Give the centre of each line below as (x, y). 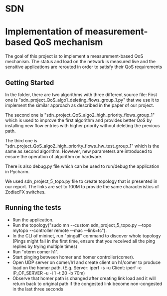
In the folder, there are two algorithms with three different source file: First (81, 94)
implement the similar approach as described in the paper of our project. (80, 105)
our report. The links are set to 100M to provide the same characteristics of (82, 186)
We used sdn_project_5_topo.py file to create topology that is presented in (82, 181)
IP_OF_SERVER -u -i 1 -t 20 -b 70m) (49, 273)
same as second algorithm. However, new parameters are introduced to (79, 151)
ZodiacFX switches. (25, 192)
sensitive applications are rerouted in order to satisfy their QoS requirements (84, 67)
